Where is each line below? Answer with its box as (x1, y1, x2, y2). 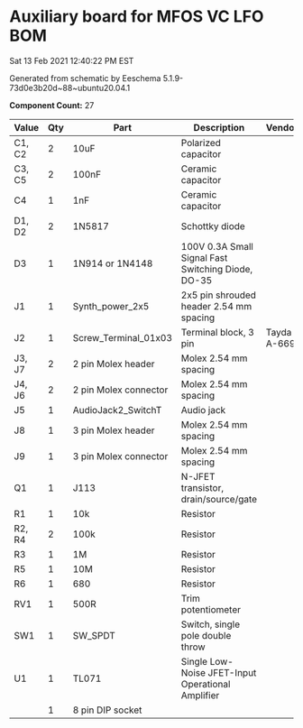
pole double (180, 629, 232, 641)
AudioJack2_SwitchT (72, 403, 162, 416)
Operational (180, 677, 231, 690)
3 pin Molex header (72, 424, 155, 437)
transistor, (180, 481, 224, 493)
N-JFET (180, 470, 216, 483)
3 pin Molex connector (72, 449, 169, 462)
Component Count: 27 (9, 99, 95, 110)
